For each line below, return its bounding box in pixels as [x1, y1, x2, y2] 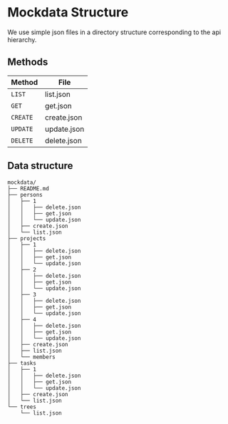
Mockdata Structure [7, 4, 129, 21]
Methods [7, 56, 48, 68]
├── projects [7, 234, 46, 242]
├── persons [7, 191, 43, 198]
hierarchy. [7, 35, 37, 43]
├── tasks [7, 359, 37, 367]
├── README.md [7, 185, 50, 192]
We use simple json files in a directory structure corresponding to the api [7, 28, 222, 36]
